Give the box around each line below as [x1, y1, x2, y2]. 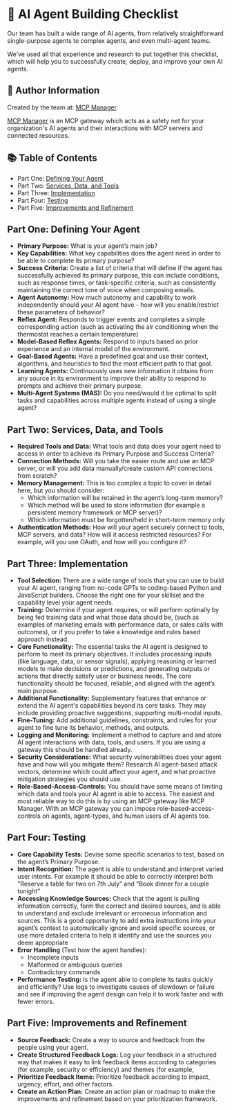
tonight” [17, 886, 40, 895]
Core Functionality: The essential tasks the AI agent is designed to [17, 643, 209, 650]
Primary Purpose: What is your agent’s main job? [17, 242, 158, 250]
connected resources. [7, 131, 70, 139]
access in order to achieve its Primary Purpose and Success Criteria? [17, 449, 215, 458]
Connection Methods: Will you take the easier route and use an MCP [17, 457, 215, 465]
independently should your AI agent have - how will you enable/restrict [17, 301, 220, 309]
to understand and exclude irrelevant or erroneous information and [17, 908, 207, 917]
